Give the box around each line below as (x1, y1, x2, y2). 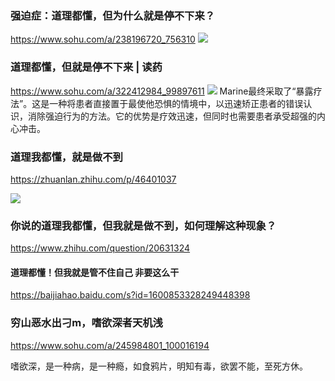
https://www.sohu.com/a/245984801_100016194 (10, 339, 210, 351)
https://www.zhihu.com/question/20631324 (10, 242, 191, 254)
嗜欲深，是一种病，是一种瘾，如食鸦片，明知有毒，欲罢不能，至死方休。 (10, 360, 308, 372)
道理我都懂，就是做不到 (10, 150, 123, 164)
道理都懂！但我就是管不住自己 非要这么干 (10, 266, 180, 278)
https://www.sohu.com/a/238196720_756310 (10, 33, 196, 46)
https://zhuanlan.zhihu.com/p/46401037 (10, 173, 177, 185)
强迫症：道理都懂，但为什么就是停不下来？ (10, 8, 216, 22)
